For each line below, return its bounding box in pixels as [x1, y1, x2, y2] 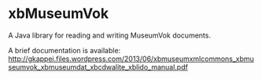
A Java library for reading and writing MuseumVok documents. [8, 31, 211, 40]
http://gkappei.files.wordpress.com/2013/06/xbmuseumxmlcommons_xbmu [8, 54, 254, 63]
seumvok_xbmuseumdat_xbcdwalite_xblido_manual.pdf [8, 62, 189, 71]
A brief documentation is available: [8, 45, 121, 55]
